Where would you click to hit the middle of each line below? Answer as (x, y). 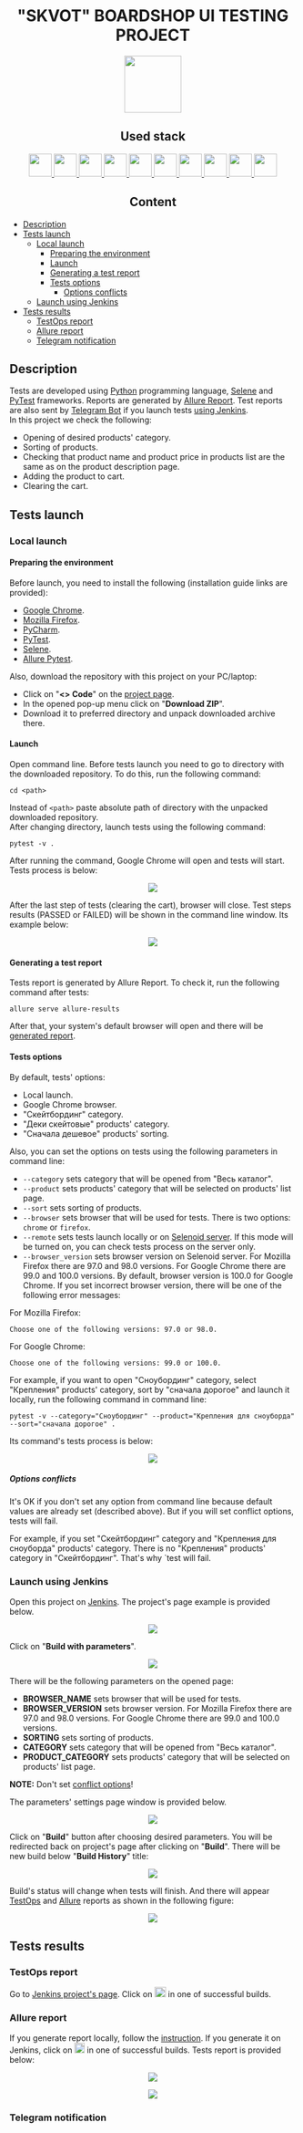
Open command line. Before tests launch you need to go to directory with (147, 765)
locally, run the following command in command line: (108, 1399)
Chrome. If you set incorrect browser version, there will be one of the (152, 1285)
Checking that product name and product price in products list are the (153, 457)
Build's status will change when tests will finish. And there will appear (140, 1890)
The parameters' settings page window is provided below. (118, 1802)
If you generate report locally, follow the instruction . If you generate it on (145, 2038)
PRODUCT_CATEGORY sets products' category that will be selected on (156, 1756)
